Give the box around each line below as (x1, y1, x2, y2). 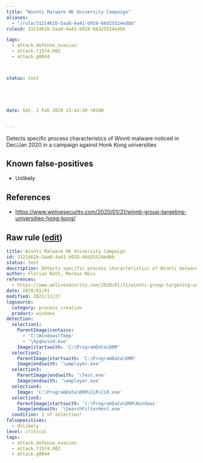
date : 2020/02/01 (6, 288, 50, 294)
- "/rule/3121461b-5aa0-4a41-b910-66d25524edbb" (11, 20, 137, 26)
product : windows (11, 310, 56, 316)
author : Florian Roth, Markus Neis (6, 271, 96, 277)
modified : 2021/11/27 (6, 293, 61, 299)
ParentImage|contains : (17, 327, 74, 333)
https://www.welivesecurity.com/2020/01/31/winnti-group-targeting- (14, 208, 187, 216)
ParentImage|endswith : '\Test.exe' (17, 372, 107, 379)
